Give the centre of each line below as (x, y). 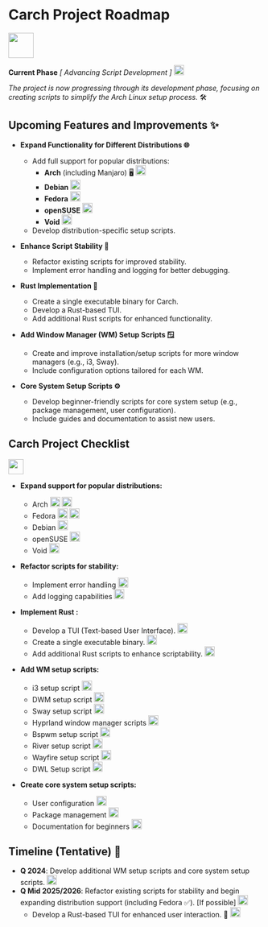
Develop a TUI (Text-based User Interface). (104, 631)
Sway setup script (62, 711)
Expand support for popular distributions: (91, 486)
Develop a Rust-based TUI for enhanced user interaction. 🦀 (130, 915)
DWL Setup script (61, 769)
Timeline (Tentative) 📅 (65, 851)
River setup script (61, 746)
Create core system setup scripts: (78, 784)
